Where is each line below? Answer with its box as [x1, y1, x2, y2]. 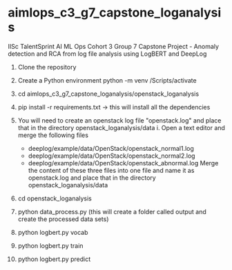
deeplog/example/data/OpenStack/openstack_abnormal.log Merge [28, 158, 219, 167]
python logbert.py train [17, 241, 84, 249]
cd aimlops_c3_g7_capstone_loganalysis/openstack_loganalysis [17, 90, 200, 98]
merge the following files [17, 131, 89, 139]
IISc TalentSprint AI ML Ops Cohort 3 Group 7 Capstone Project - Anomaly [8, 42, 220, 50]
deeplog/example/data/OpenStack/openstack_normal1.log [28, 144, 194, 152]
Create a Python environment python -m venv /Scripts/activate [17, 76, 197, 84]
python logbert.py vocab [17, 228, 88, 236]
